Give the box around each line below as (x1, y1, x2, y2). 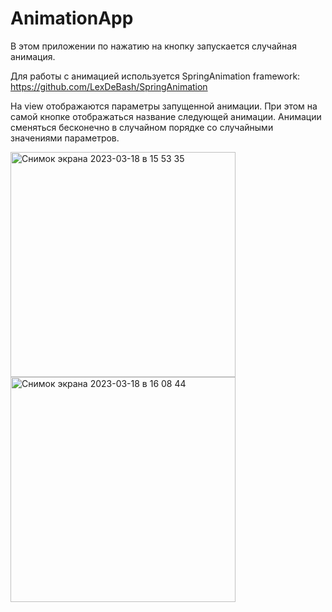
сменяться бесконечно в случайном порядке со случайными (10, 121, 274, 133)
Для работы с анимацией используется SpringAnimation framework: (10, 70, 301, 82)
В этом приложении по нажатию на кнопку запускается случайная (10, 40, 297, 52)
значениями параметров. (10, 132, 120, 144)
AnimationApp (10, 7, 134, 30)
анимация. (10, 50, 56, 62)
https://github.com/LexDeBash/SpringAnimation (10, 80, 208, 92)
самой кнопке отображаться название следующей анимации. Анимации (10, 110, 322, 122)
